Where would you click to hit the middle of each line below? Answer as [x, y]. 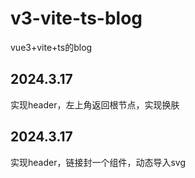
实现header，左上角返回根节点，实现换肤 [95, 104]
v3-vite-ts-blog [76, 18]
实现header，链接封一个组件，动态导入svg [98, 162]
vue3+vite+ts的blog [51, 47]
